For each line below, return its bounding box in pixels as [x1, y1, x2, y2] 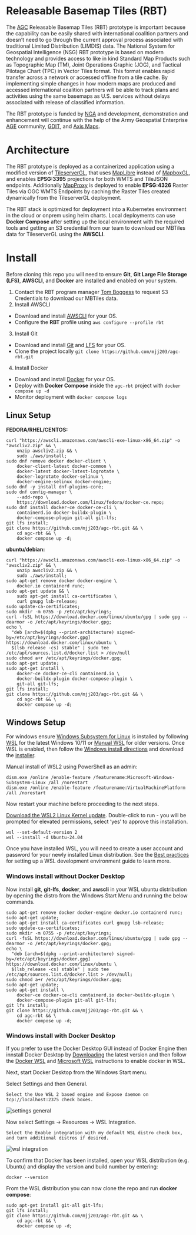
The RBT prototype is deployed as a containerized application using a [6, 163, 175, 170]
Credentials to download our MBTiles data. [14, 295, 118, 302]
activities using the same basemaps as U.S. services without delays [6, 93, 170, 100]
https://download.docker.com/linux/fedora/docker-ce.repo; [16, 499, 165, 505]
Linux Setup [6, 411, 51, 421]
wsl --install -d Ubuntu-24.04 [6, 835, 83, 841]
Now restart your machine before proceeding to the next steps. [6, 800, 160, 808]
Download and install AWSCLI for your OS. [14, 312, 118, 319]
